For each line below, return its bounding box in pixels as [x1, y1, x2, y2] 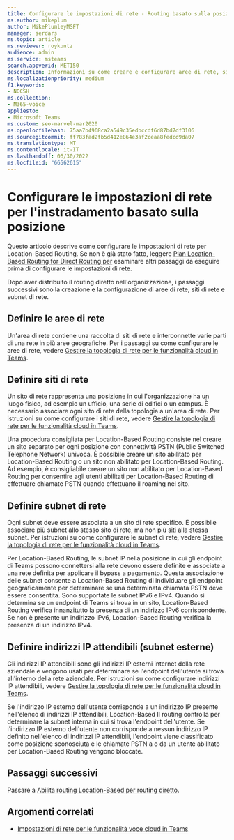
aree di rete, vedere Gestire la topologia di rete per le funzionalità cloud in [7, 346, 219, 354]
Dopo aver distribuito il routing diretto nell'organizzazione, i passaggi [7, 277, 205, 286]
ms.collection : [7, 95, 52, 102]
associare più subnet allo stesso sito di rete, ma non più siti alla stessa [7, 526, 208, 534]
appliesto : [7, 107, 39, 114]
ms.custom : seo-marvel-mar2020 [7, 120, 98, 128]
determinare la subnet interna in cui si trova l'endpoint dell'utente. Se [7, 717, 205, 726]
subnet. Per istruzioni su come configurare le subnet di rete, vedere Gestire [7, 533, 224, 542]
